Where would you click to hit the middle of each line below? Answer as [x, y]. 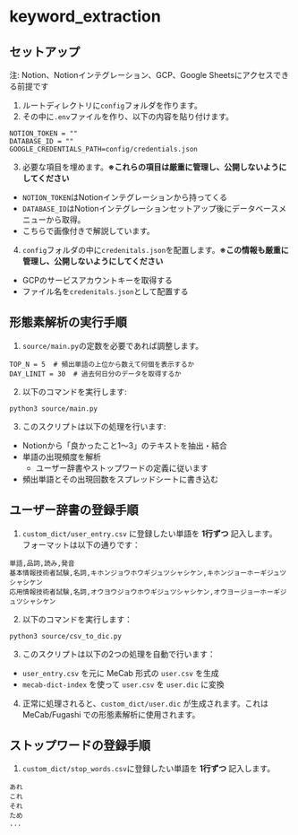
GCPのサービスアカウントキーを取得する [97, 280]
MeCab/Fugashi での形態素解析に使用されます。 [111, 714]
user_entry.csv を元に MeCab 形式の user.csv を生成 [120, 673]
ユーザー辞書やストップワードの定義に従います [122, 467]
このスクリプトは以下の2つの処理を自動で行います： [119, 654]
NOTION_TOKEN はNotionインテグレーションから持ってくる [125, 197]
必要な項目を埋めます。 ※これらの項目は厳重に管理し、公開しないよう [150, 167]
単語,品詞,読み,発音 [42, 563]
